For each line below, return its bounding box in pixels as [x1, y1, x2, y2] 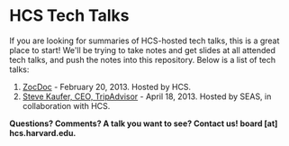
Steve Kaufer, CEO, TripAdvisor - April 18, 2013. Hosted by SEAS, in [22, 91, 272, 102]
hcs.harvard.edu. [9, 127, 77, 138]
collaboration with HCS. [22, 100, 111, 111]
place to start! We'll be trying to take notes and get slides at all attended [9, 44, 276, 55]
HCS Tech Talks [9, 5, 130, 26]
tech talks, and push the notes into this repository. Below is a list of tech [9, 54, 276, 65]
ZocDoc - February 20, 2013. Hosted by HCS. [22, 81, 192, 92]
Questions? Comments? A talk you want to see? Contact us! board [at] [9, 118, 278, 129]
